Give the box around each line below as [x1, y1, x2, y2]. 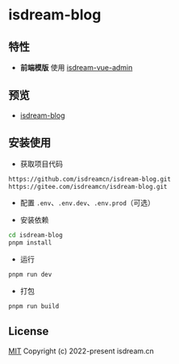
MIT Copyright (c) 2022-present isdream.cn [8, 345, 155, 356]
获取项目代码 [19, 159, 63, 169]
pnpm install [8, 239, 52, 247]
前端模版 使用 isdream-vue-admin [19, 63, 133, 72]
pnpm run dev [8, 270, 52, 279]
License [8, 324, 49, 338]
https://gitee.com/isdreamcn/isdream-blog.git [8, 182, 168, 190]
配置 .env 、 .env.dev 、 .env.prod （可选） [19, 198, 156, 207]
